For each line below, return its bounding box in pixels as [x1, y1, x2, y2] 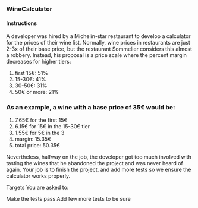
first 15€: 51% [14, 70, 49, 77]
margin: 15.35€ [14, 135, 52, 143]
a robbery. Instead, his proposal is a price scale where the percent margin [6, 52, 187, 59]
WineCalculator [6, 5, 52, 13]
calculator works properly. [6, 172, 71, 179]
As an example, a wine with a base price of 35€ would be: [6, 103, 175, 112]
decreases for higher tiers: [6, 58, 71, 65]
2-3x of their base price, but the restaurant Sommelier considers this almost [6, 45, 192, 52]
